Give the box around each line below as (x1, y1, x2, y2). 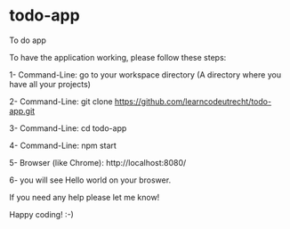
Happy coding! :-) (9, 209, 74, 219)
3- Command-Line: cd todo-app (9, 122, 127, 134)
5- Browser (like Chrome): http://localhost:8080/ (9, 157, 187, 168)
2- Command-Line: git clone (9, 95, 113, 107)
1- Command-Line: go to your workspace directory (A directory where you (9, 69, 282, 80)
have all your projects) (9, 78, 92, 89)
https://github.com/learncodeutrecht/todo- (114, 95, 272, 107)
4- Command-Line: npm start (9, 140, 117, 151)
